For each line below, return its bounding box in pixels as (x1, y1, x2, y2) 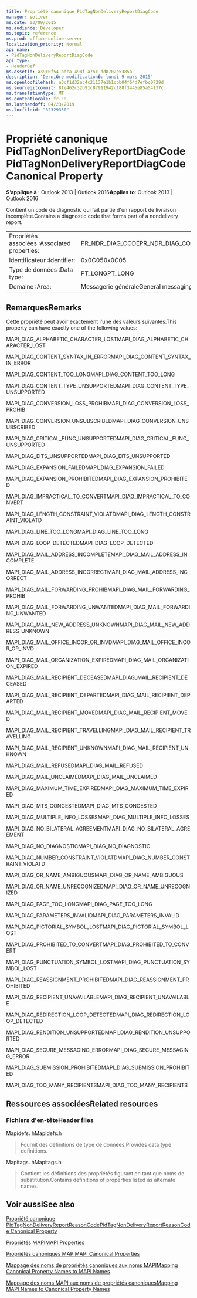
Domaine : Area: (9, 283, 52, 291)
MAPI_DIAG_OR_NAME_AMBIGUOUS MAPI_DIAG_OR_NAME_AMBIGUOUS (6, 872, 184, 879)
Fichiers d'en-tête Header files (6, 1116, 94, 1124)
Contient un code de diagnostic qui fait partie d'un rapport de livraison (6, 206, 176, 213)
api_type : (6, 57, 30, 63)
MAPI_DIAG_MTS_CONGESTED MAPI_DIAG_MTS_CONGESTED (6, 802, 157, 809)
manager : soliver (6, 14, 49, 20)
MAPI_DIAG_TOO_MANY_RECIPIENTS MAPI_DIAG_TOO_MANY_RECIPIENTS (6, 1082, 188, 1089)
